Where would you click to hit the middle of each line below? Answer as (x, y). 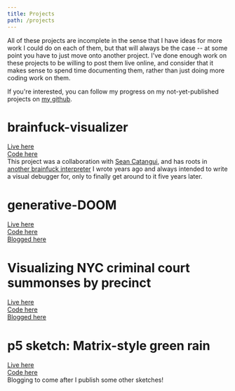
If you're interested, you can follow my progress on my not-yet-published (113, 91)
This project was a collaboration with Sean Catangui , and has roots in (107, 162)
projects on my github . (40, 98)
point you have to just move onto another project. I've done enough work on (117, 55)
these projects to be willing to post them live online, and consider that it (110, 63)
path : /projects (31, 20)
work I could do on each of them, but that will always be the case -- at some (117, 48)
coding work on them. (39, 77)
